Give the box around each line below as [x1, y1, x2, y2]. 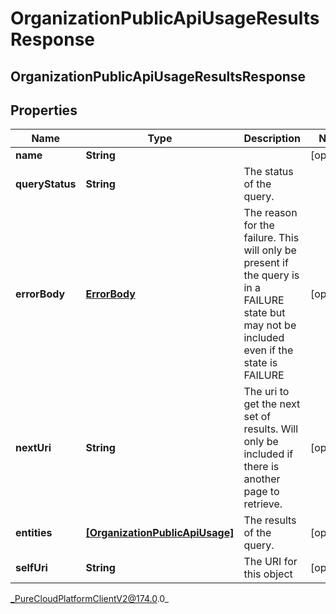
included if [243, 447, 294, 461]
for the [243, 218, 275, 232]
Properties [10, 102, 78, 119]
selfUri [15, 561, 48, 575]
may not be [243, 318, 297, 332]
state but [243, 306, 286, 320]
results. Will [243, 422, 299, 436]
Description [243, 132, 301, 146]
